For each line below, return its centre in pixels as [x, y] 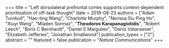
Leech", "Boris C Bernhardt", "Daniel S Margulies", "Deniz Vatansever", [80, 29]
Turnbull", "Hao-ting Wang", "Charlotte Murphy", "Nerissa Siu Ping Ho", [80, 18]
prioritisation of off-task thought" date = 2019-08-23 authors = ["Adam [80, 13]
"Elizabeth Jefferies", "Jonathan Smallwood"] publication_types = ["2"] [80, 34]
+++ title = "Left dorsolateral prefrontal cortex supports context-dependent [84, 7]
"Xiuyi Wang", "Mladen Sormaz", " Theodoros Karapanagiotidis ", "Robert [82, 23]
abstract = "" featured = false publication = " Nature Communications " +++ [84, 40]
